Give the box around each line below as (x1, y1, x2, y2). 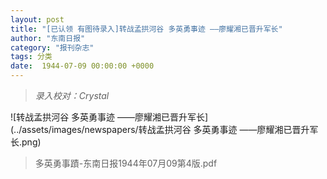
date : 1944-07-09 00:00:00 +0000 (10, 61, 155, 71)
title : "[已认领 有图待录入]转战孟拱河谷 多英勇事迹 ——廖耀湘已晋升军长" (10, 24, 283, 34)
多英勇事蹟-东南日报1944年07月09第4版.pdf (34, 157, 218, 169)
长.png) (10, 136, 42, 148)
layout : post (10, 14, 65, 25)
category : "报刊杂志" (10, 42, 95, 53)
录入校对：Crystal (34, 90, 110, 101)
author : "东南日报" (10, 33, 86, 43)
